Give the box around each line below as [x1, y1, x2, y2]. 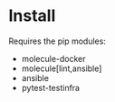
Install [8, 5, 56, 26]
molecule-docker [21, 53, 87, 64]
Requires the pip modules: [8, 36, 106, 46]
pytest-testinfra [21, 82, 81, 93]
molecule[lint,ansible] [21, 63, 102, 74]
